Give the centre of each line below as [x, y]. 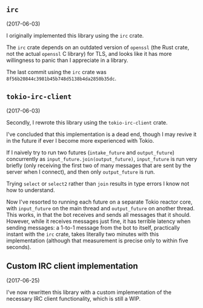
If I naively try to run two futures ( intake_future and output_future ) [90, 152]
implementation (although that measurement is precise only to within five [97, 241]
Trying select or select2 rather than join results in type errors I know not [98, 183]
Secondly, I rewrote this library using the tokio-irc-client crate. [87, 122]
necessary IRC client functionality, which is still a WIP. [74, 299]
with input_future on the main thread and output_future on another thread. [101, 208]
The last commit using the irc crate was [57, 72]
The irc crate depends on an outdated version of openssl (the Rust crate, [98, 47]
